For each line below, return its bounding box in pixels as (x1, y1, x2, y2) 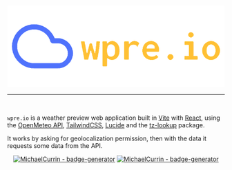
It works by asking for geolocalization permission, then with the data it (7, 134, 207, 142)
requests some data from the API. (7, 142, 103, 149)
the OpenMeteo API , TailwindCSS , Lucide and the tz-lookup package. (7, 121, 205, 129)
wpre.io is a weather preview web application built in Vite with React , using (7, 114, 221, 122)
